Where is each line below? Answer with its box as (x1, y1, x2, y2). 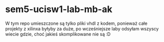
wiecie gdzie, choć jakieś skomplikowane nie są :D (5, 31, 111, 37)
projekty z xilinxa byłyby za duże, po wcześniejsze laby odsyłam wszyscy (5, 25, 159, 31)
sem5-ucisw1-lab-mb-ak (5, 4, 112, 15)
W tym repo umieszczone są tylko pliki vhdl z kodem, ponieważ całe (5, 20, 148, 26)
